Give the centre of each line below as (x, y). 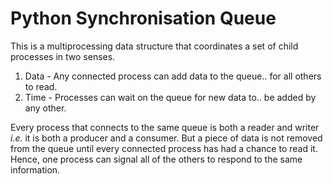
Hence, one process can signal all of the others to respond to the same (156, 159)
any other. (45, 108)
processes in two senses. (63, 56)
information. (35, 169)
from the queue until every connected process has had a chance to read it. (164, 148)
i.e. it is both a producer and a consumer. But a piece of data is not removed (166, 138)
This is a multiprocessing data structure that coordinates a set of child (154, 46)
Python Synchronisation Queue (143, 18)
